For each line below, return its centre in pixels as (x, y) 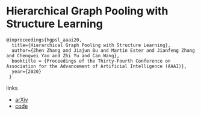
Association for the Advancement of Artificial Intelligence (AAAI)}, (97, 66)
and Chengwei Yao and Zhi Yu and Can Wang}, (63, 55)
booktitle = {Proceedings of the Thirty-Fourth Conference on (91, 61)
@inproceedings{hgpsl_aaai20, (44, 40)
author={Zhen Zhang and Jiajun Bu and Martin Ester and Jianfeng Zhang (104, 50)
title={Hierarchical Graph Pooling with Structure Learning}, (91, 45)
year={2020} (27, 71)
